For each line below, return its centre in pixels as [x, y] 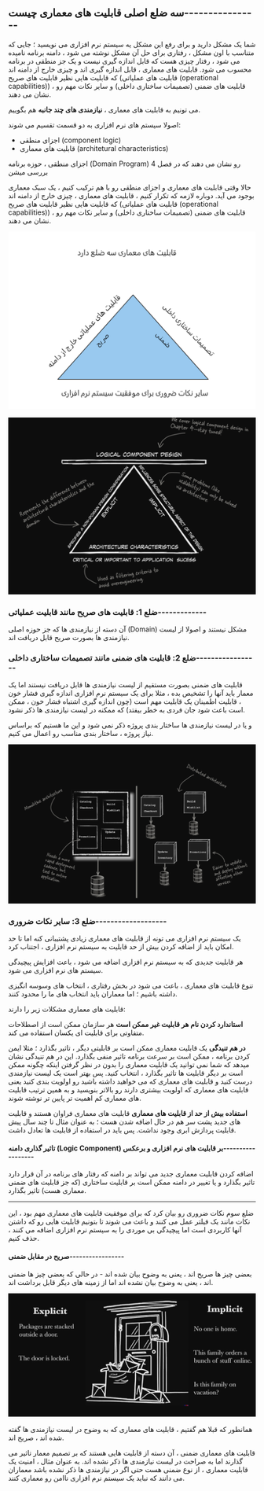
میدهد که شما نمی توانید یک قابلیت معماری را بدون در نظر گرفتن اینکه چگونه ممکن [129, 1065]
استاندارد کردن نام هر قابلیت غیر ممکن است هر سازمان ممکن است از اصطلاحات [126, 1025]
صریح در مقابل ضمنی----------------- [66, 1256]
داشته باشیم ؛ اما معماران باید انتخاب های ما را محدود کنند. [93, 994]
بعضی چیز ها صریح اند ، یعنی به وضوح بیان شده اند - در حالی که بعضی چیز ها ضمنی [130, 1274]
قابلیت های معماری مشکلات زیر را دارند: [67, 1009]
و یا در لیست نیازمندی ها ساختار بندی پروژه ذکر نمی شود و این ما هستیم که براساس [130, 725]
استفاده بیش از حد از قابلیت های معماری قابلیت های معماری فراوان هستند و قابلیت [128, 1114]
